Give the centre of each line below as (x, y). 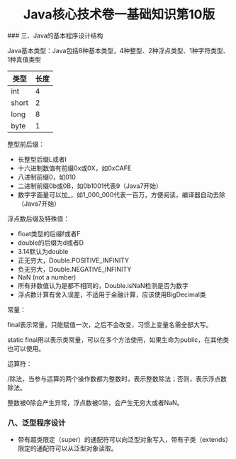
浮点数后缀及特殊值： (38, 219)
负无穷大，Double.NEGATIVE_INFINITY (74, 269)
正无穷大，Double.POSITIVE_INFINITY (73, 260)
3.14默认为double (43, 251)
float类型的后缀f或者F (49, 233)
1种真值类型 (24, 59)
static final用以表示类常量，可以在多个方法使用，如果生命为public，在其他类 (118, 339)
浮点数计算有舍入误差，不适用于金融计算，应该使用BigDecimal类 (112, 294)
